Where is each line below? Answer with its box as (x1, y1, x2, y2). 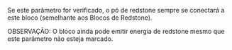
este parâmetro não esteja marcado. (7, 35, 114, 43)
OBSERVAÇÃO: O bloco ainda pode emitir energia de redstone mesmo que (7, 27, 225, 35)
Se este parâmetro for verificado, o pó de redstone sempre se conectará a (7, 6, 225, 14)
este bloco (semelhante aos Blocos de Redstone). (7, 13, 153, 22)
